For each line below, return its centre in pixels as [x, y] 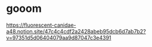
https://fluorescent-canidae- [41, 25]
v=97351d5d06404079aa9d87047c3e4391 [59, 37]
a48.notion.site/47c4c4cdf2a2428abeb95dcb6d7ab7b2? [76, 31]
